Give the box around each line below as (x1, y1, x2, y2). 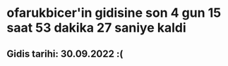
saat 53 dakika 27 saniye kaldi (6, 20, 186, 36)
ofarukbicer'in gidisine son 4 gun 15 (6, 5, 222, 21)
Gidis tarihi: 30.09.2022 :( (6, 48, 124, 60)
